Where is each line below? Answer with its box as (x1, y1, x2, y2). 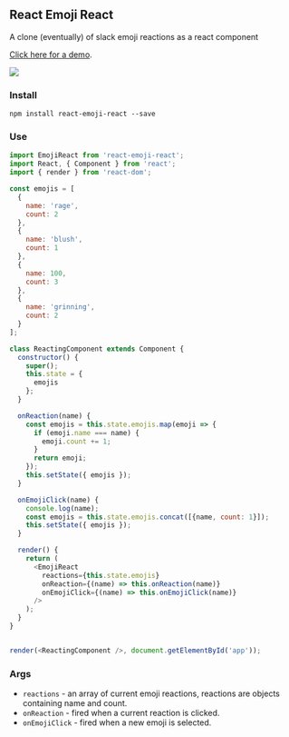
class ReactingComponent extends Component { (9, 344, 184, 354)
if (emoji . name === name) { (33, 428, 140, 437)
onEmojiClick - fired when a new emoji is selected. (22, 717, 212, 728)
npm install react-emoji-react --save (9, 109, 156, 119)
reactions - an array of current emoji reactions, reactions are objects (22, 688, 281, 699)
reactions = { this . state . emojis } (42, 571, 160, 580)
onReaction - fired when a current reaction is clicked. (22, 708, 220, 719)
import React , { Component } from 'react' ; (9, 159, 177, 169)
